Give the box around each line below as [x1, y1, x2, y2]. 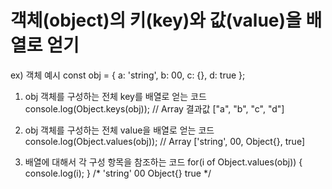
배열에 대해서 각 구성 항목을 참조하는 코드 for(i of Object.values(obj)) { [24, 156, 303, 168]
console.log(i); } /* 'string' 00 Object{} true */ [24, 167, 212, 179]
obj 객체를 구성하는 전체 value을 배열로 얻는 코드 [24, 124, 215, 136]
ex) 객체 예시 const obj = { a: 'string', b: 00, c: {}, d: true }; [10, 69, 246, 81]
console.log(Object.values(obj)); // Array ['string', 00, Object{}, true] [24, 135, 306, 147]
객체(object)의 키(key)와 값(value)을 [10, 9, 302, 32]
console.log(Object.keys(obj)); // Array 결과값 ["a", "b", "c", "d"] [24, 102, 285, 115]
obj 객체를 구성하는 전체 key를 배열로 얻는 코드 [24, 90, 207, 102]
